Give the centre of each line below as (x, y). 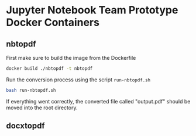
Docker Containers (53, 22)
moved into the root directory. (42, 108)
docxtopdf (25, 126)
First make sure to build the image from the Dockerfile (71, 58)
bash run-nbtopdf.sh (31, 90)
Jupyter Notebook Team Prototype (92, 10)
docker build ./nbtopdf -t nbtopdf (49, 69)
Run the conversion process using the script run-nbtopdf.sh (78, 80)
